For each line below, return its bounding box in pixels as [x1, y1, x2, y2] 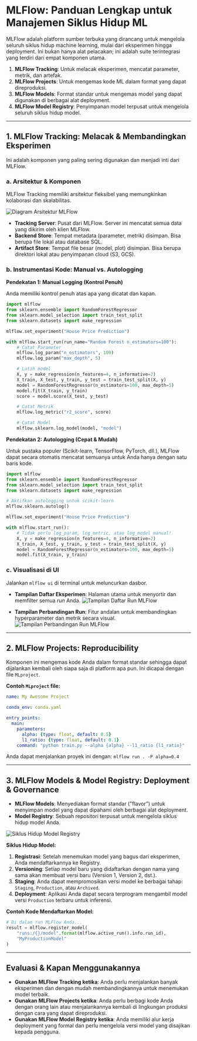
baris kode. [6, 459, 33, 467]
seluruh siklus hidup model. [14, 109, 81, 116]
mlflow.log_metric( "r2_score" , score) [16, 409, 111, 415]
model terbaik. [14, 991, 50, 998]
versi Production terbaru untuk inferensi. [14, 897, 113, 904]
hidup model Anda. [14, 819, 60, 826]
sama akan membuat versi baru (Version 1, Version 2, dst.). [14, 872, 157, 879]
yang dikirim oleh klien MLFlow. [14, 226, 91, 233]
